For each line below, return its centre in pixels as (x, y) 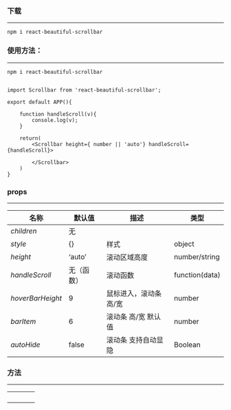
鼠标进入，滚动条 (134, 293)
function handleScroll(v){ (58, 114)
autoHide (25, 345)
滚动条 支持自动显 (135, 340)
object (184, 244)
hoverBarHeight (36, 298)
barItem (23, 321)
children (24, 231)
